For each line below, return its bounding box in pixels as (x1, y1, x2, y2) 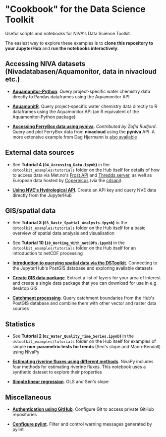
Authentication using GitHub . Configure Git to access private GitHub (12, 406, 155, 412)
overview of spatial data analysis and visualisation (12, 230, 115, 236)
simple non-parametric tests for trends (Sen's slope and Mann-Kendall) (12, 344, 161, 350)
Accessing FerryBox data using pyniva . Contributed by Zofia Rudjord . (12, 123, 157, 129)
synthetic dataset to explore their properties (12, 369, 103, 375)
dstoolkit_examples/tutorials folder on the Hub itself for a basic (12, 225, 146, 231)
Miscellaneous (5, 393, 52, 401)
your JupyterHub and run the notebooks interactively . (5, 45, 119, 51)
